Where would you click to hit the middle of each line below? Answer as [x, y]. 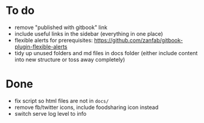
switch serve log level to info [50, 113]
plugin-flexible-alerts [41, 47]
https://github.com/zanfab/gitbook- [139, 40]
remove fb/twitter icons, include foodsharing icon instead [86, 107]
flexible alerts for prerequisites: [54, 40]
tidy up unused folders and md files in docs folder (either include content [106, 53]
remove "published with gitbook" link [61, 27]
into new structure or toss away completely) [70, 59]
